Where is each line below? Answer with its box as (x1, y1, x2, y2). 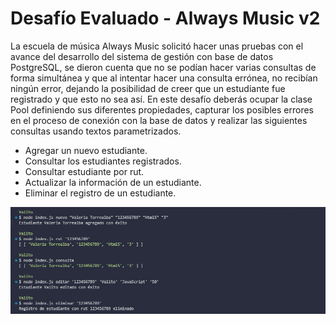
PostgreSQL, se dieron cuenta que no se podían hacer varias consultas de (10, 61, 317, 73)
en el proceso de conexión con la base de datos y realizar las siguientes (10, 114, 308, 126)
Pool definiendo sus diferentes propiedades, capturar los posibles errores (10, 103, 314, 116)
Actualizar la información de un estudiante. (24, 176, 202, 188)
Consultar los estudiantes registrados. (24, 155, 182, 167)
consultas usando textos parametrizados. (10, 125, 182, 137)
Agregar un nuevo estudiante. (24, 144, 148, 156)
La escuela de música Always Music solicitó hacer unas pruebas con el (10, 40, 304, 52)
